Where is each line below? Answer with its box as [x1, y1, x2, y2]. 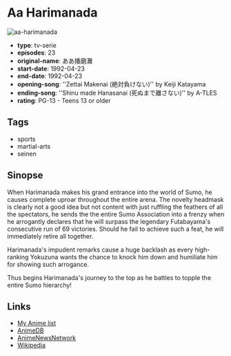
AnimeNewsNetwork [17, 334, 77, 342]
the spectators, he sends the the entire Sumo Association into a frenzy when [7, 209, 225, 218]
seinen [17, 149, 37, 158]
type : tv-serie [17, 41, 57, 49]
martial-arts [17, 142, 51, 150]
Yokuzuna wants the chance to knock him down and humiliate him [30, 252, 218, 261]
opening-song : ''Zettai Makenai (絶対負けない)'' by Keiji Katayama [17, 79, 206, 88]
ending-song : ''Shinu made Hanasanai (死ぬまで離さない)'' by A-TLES [17, 88, 217, 97]
